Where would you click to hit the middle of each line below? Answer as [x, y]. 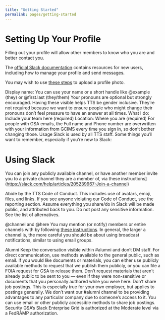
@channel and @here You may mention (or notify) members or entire [76, 225]
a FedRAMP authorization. [32, 313]
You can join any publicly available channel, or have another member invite [81, 173]
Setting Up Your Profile [53, 39]
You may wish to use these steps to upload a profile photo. [65, 82]
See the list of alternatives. [32, 215]
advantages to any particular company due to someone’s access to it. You [81, 297]
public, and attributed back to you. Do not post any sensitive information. [80, 210]
